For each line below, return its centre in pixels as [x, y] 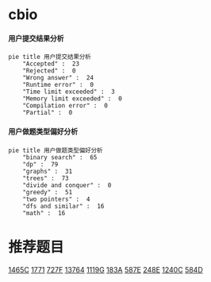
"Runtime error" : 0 [58, 85]
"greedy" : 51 [48, 192]
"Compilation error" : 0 [65, 106]
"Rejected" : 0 [50, 71]
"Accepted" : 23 [51, 64]
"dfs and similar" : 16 [63, 206]
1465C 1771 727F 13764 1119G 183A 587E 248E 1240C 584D [106, 269]
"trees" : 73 [46, 178]
